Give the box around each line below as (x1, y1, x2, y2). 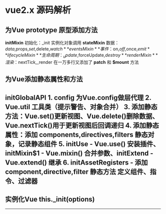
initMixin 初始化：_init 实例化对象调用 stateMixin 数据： (5, 40, 120, 45)
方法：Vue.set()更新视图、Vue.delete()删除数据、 (5, 112, 159, 120)
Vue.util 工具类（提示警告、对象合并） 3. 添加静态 (5, 102, 158, 111)
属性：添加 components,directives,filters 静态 (5, 130, 148, 139)
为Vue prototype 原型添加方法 (5, 26, 98, 34)
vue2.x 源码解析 (5, 4, 71, 16)
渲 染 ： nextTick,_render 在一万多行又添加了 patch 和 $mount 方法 (5, 59, 139, 65)
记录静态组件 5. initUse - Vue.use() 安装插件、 (18, 139, 160, 148)
